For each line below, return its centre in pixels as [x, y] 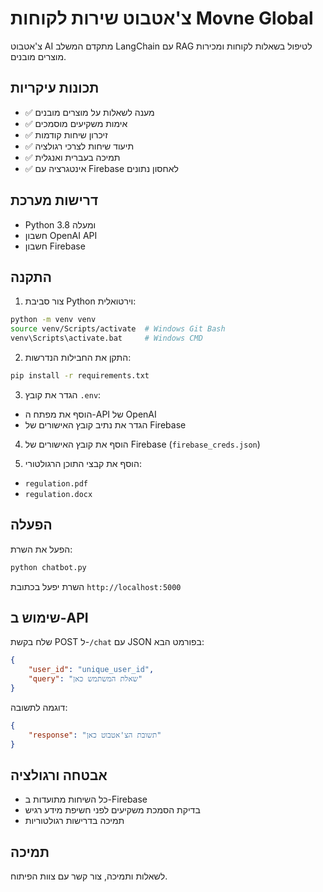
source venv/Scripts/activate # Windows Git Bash [118, 329]
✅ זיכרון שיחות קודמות [66, 134]
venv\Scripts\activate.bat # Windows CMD [106, 338]
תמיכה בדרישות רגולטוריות [74, 821]
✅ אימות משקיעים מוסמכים [76, 123]
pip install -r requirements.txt [80, 376]
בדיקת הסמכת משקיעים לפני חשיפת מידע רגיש [112, 810]
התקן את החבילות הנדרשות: [78, 357]
